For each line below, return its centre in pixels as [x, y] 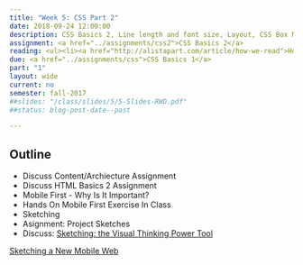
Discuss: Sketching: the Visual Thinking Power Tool [118, 233]
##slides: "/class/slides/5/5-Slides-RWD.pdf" [98, 101]
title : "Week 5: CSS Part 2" [64, 18]
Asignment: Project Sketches [76, 224]
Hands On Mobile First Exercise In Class [96, 205]
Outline [30, 154]
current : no [32, 85]
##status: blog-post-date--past [70, 110]
